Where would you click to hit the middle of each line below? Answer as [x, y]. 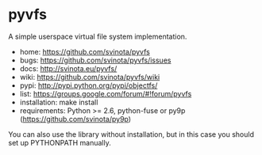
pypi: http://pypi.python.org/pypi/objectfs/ [89, 85]
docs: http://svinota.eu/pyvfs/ [68, 68]
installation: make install [59, 102]
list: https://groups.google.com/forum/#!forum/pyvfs [106, 93]
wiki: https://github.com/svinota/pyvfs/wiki [90, 77]
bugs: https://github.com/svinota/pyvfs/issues [95, 60]
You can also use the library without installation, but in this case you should [131, 134]
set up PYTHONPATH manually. [60, 142]
